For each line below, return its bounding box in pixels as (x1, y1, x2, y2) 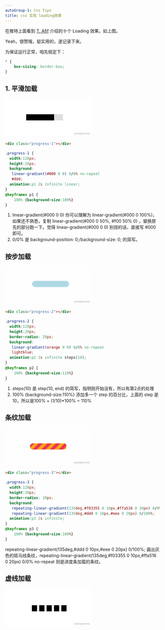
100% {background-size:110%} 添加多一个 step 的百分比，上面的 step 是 (12, 391, 159, 398)
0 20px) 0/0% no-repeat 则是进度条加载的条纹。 (5, 558, 104, 565)
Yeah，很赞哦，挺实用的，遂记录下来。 (5, 38, 84, 44)
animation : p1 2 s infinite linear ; (9, 182, 80, 187)
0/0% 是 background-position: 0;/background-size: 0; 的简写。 (12, 236, 140, 243)
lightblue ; (11, 350, 34, 355)
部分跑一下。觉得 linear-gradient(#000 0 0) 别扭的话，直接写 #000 (21, 224, 156, 230)
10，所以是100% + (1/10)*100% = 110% (12, 398, 92, 403)
